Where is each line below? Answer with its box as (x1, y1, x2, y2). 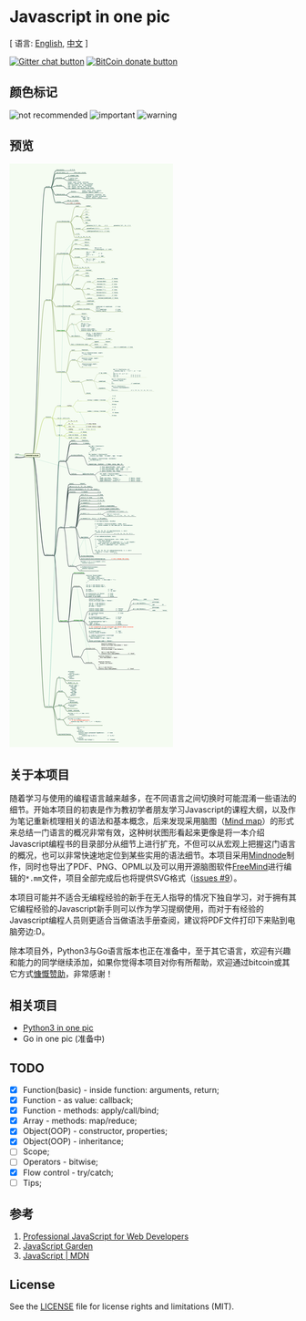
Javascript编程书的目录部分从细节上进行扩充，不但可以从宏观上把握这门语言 (9, 839, 296, 850)
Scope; (22, 1146, 50, 1157)
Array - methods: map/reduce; (22, 1115, 138, 1127)
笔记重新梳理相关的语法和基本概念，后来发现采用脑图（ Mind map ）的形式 (16, 816, 294, 827)
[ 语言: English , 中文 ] (9, 37, 88, 48)
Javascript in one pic (9, 6, 170, 27)
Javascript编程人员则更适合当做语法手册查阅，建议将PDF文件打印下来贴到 (9, 914, 288, 926)
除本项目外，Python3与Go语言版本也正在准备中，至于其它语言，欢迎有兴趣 (9, 945, 291, 956)
